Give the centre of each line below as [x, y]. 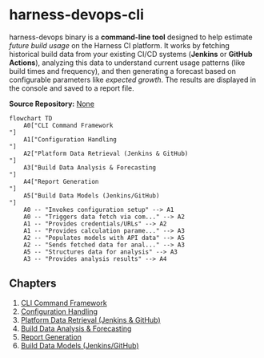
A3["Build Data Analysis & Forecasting [90, 167]
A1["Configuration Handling [70, 139]
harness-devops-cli [77, 15]
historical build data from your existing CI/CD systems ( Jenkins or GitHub [131, 54]
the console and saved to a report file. [72, 88]
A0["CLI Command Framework [68, 125]
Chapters [33, 284]
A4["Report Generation [61, 181]
